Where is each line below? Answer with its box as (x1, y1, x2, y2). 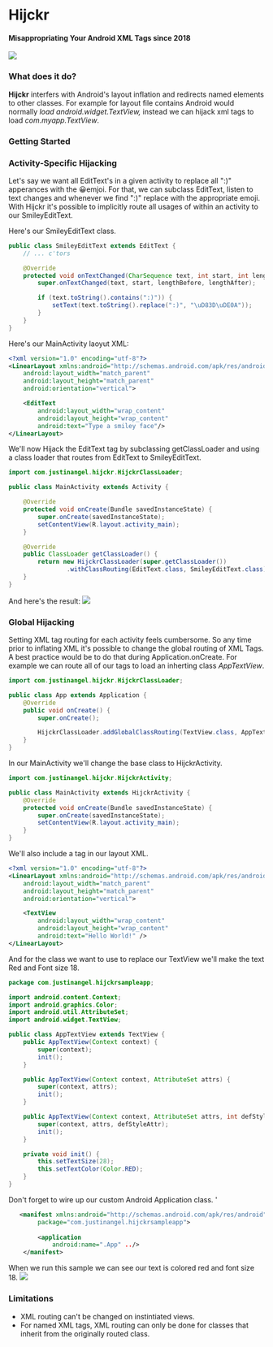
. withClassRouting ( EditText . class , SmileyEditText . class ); (66, 565, 271, 574)
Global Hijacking (8, 616, 75, 627)
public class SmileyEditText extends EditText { (8, 241, 176, 249)
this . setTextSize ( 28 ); (37, 1158, 115, 1166)
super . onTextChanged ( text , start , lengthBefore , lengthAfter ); (37, 279, 256, 288)
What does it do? (8, 71, 77, 82)
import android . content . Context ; (8, 993, 122, 1001)
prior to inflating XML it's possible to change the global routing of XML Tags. (8, 643, 264, 653)
